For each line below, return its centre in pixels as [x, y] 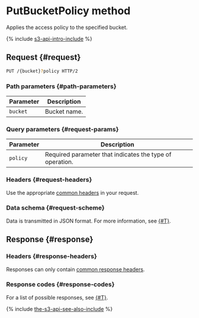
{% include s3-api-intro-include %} [49, 38]
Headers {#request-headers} [49, 180]
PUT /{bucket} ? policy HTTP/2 [42, 71]
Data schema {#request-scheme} [55, 208]
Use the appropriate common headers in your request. [73, 192]
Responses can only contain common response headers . [76, 269]
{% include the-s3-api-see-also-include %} [60, 309]
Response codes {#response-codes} [60, 284]
